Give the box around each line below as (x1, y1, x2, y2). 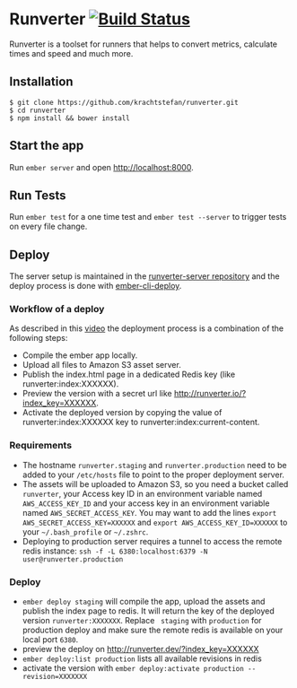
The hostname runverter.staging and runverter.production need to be (22, 459, 287, 470)
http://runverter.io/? (173, 388, 247, 399)
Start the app (9, 138, 84, 153)
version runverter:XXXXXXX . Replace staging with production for (22, 615, 262, 626)
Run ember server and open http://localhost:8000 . (9, 161, 195, 172)
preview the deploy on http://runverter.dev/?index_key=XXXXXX (22, 644, 259, 655)
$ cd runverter (9, 106, 66, 115)
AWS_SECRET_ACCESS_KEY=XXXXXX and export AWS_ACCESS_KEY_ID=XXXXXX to (22, 517, 288, 527)
